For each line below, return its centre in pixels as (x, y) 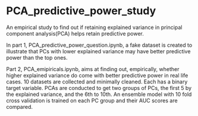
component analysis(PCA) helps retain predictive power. (75, 33)
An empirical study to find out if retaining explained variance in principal (94, 27)
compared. (20, 107)
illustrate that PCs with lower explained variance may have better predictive (98, 51)
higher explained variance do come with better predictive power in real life (97, 75)
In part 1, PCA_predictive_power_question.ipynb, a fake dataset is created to (99, 45)
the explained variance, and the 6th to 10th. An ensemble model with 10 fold (99, 94)
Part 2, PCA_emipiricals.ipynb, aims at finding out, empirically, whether (93, 69)
